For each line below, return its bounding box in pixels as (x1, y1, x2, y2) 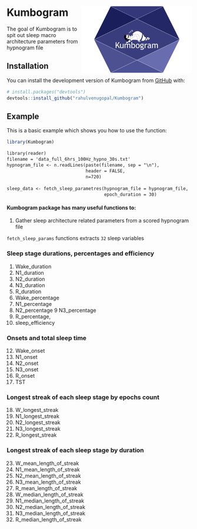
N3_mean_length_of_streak (15, 478, 81, 485)
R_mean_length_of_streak (15, 484, 78, 491)
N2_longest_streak (15, 419, 61, 426)
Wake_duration (15, 262, 52, 270)
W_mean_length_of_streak (15, 460, 79, 467)
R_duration (15, 288, 42, 295)
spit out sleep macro (6, 31, 56, 38)
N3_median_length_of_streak (15, 510, 86, 517)
